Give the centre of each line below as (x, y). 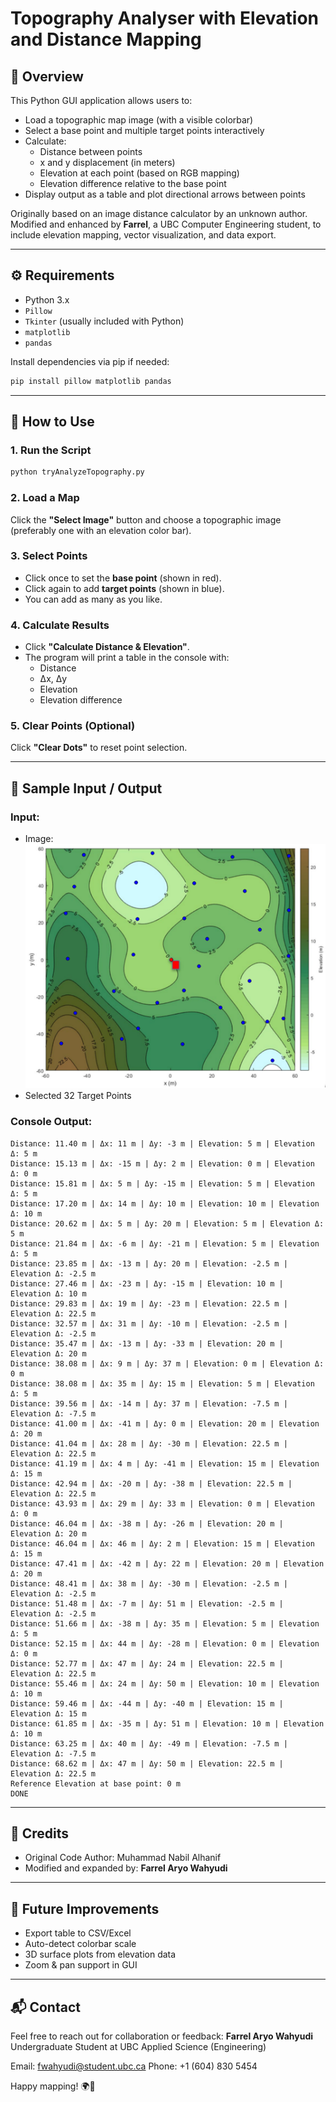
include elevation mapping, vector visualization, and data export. (143, 235)
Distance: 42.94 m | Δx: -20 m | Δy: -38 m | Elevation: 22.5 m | (151, 1483)
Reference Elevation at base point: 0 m (96, 1783)
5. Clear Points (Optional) (73, 726)
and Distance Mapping (106, 39)
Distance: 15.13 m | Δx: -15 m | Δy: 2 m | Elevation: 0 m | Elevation (162, 1163)
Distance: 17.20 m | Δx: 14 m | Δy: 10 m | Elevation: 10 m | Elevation (165, 1203)
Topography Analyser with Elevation (165, 18)
